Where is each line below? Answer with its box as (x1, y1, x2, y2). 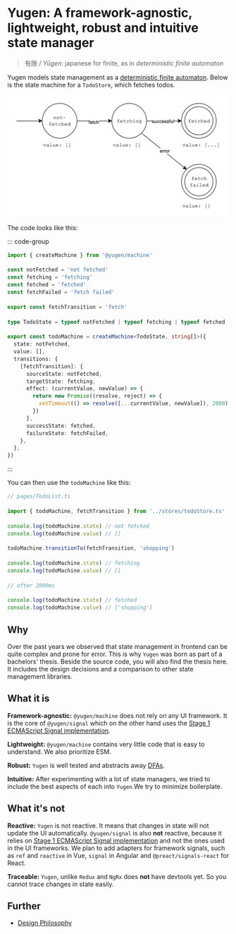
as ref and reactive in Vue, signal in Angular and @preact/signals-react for (7, 851, 230, 859)
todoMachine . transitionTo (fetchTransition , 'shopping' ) (7, 545, 175, 552)
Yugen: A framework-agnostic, (7, 5, 192, 21)
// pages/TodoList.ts (7, 493, 71, 500)
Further (7, 900, 41, 912)
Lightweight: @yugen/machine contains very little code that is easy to (7, 740, 205, 748)
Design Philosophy (17, 919, 73, 927)
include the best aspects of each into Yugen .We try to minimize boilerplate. (7, 782, 223, 790)
